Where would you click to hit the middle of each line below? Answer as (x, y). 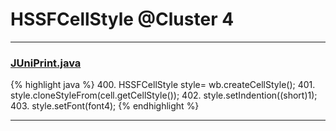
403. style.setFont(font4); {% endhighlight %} (105, 106)
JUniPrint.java (46, 63)
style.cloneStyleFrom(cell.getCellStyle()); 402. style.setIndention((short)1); (164, 95)
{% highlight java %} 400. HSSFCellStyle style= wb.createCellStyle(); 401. (163, 85)
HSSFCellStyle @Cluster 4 (122, 19)
